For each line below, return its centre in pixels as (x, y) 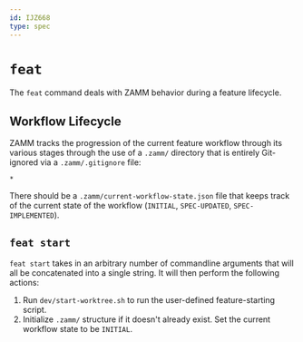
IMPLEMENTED (32, 216)
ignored (24, 162)
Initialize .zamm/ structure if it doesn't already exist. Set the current (146, 319)
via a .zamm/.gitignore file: (91, 162)
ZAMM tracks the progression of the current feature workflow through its (146, 143)
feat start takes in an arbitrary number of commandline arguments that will (152, 263)
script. (34, 310)
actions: (24, 283)
